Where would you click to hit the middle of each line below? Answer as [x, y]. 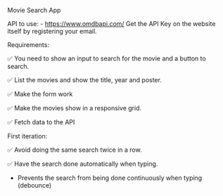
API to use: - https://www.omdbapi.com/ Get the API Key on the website [111, 24]
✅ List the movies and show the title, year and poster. [84, 80]
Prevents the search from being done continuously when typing [110, 178]
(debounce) [34, 185]
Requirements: [28, 45]
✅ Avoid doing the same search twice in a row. [75, 150]
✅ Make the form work [40, 94]
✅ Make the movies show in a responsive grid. [75, 108]
